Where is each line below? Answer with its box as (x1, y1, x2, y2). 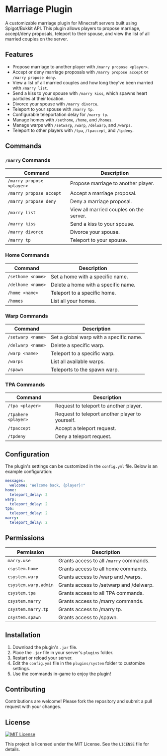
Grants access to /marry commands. (58, 598, 144, 605)
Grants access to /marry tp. (58, 606, 123, 613)
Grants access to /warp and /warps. (58, 573, 142, 580)
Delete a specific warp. (50, 342, 105, 349)
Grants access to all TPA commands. (58, 589, 144, 596)
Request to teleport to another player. (55, 402, 143, 409)
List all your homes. (50, 297, 96, 304)
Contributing (5, 685, 46, 694)
